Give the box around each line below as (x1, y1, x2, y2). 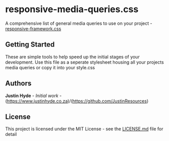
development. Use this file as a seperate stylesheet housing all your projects (5, 59, 164, 65)
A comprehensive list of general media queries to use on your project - (5, 20, 152, 26)
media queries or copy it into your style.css (5, 64, 95, 70)
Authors (5, 79, 32, 88)
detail (5, 131, 17, 137)
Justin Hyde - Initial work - (5, 92, 62, 99)
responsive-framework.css (5, 25, 62, 31)
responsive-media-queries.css (5, 4, 139, 15)
